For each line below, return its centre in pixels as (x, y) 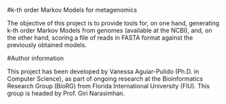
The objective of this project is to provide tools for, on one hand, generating (113, 23)
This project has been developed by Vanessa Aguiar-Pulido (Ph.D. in (103, 71)
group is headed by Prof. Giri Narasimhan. (66, 93)
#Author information (36, 58)
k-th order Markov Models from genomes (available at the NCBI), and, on (110, 30)
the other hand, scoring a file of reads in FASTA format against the (100, 38)
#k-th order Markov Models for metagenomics (72, 10)
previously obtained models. (47, 45)
